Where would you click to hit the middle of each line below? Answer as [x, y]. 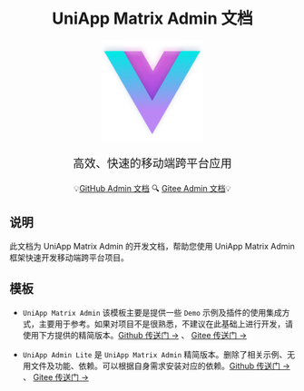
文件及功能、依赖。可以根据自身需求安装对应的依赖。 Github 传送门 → [160, 366]
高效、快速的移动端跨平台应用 [152, 163]
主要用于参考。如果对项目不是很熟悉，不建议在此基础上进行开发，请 [166, 324]
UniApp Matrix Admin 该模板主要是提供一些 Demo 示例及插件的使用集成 [152, 312]
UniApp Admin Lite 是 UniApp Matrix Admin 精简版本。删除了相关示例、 [155, 354]
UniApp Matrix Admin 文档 [152, 19]
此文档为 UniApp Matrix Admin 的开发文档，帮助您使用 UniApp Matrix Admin [152, 246]
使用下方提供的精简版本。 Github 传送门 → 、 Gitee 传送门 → [135, 335]
